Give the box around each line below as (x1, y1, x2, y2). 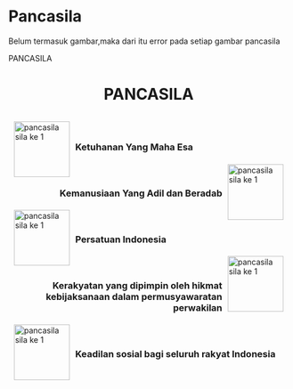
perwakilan (172, 301, 223, 313)
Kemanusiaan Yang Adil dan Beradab (60, 187, 223, 199)
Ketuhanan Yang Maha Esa (75, 141, 193, 153)
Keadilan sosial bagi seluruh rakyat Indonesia (75, 347, 276, 360)
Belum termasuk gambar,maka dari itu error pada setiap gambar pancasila (8, 36, 281, 46)
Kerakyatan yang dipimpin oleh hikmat (52, 279, 223, 291)
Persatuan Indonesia (75, 233, 167, 246)
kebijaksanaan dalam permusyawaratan (45, 290, 223, 303)
